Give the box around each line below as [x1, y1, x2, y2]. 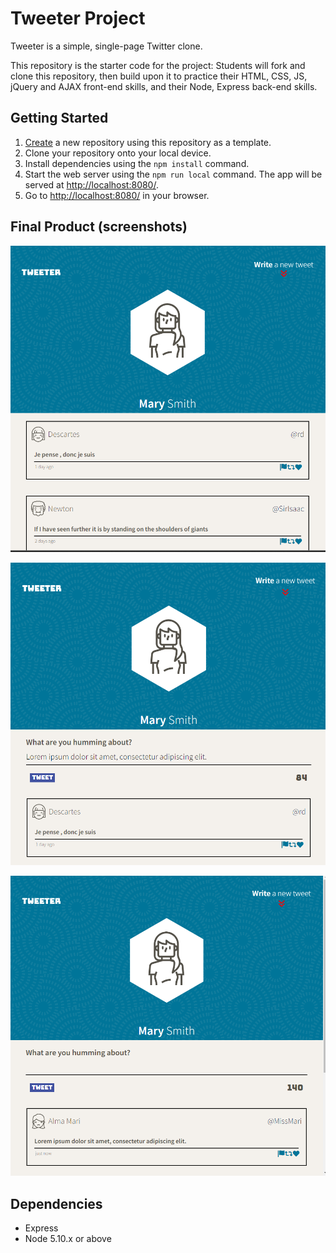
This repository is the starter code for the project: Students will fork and [10, 59, 306, 71]
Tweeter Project [10, 7, 146, 30]
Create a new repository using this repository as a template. [24, 136, 272, 148]
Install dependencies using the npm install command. [24, 157, 250, 169]
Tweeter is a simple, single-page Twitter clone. [10, 40, 203, 52]
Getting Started [10, 110, 109, 127]
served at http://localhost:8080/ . [24, 178, 159, 191]
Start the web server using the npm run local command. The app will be [24, 168, 323, 180]
